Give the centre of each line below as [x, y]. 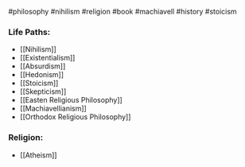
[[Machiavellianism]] [53, 109]
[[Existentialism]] [47, 58]
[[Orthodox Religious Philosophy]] [75, 117]
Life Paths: [29, 32]
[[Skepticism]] [43, 91]
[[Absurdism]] [43, 66]
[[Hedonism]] [42, 75]
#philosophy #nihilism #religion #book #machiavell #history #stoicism [122, 12]
